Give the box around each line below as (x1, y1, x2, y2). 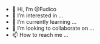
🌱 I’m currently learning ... (12, 18, 77, 25)
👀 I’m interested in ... (12, 12, 64, 19)
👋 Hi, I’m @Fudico (12, 6, 56, 12)
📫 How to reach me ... (12, 32, 68, 38)
